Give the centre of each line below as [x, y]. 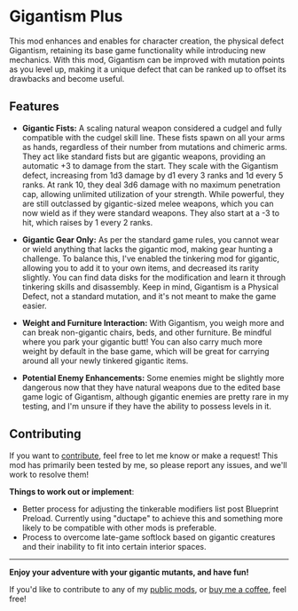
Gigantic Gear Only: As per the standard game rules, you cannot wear [150, 239]
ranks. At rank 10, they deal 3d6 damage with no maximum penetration [151, 185]
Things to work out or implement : [72, 491]
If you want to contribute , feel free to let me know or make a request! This [144, 456]
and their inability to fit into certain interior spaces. [114, 546]
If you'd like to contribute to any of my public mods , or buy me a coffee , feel [148, 589]
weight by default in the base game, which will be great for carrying [145, 351]
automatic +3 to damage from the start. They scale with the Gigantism [150, 165]
